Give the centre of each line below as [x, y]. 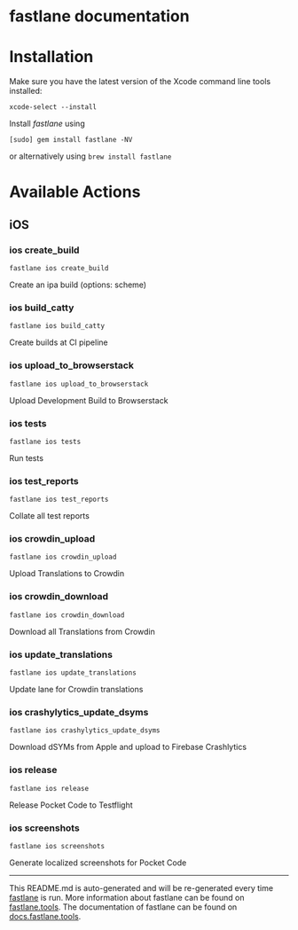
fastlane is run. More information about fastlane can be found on [127, 897]
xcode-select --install [53, 107]
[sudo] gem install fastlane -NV [71, 140]
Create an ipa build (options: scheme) [78, 285]
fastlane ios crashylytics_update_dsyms [85, 731]
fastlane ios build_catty [57, 326]
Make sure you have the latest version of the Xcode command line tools [140, 82]
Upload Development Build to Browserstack [89, 400]
